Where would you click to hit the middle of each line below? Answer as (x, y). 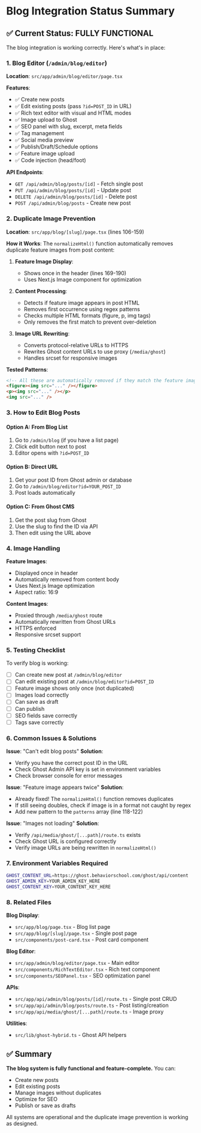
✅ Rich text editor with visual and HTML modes (73, 113)
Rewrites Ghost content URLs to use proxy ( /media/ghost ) (95, 351)
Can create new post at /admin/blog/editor (68, 675)
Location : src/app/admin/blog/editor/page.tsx (64, 76)
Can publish (30, 709)
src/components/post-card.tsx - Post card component (82, 940)
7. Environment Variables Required (57, 863)
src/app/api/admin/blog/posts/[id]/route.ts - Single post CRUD (96, 999)
